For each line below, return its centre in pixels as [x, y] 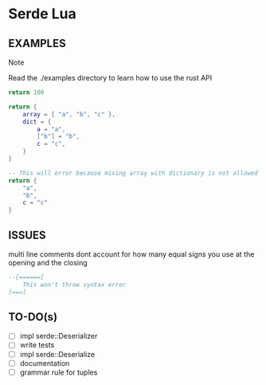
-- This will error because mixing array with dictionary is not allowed [133, 173]
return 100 [26, 92]
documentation [45, 363]
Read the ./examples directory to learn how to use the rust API [110, 78]
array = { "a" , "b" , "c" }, [69, 114]
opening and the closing [48, 262]
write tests [37, 345]
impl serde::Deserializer [59, 336]
